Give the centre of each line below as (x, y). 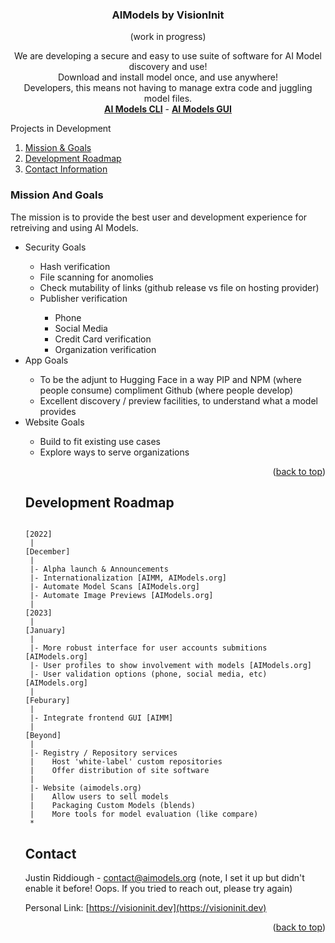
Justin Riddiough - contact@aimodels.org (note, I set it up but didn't (164, 878)
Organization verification (105, 349)
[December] (47, 552)
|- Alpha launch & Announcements (99, 569)
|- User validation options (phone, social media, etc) (148, 674)
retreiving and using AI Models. (74, 227)
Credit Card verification (103, 339)
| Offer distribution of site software (119, 771)
